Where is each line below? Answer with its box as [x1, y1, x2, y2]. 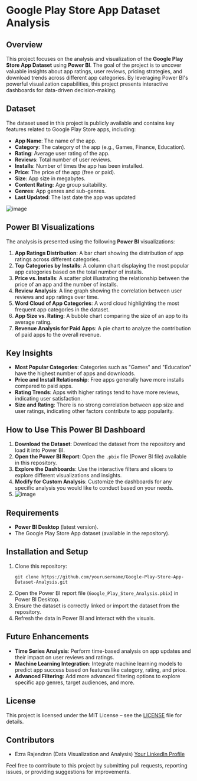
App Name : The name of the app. [14, 137, 97, 144]
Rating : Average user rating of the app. [14, 149, 110, 157]
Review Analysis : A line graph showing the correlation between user [14, 287, 182, 294]
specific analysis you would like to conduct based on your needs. [14, 484, 174, 492]
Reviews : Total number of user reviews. [14, 156, 112, 163]
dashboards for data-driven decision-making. [6, 87, 117, 93]
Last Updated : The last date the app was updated [14, 193, 136, 201]
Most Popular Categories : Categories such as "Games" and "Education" [14, 364, 192, 371]
